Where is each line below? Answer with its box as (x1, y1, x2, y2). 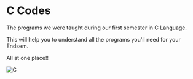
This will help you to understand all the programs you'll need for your (6, 36, 181, 43)
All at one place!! (6, 54, 49, 61)
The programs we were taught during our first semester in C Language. (6, 24, 187, 31)
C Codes (6, 4, 51, 18)
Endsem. (6, 42, 29, 50)
